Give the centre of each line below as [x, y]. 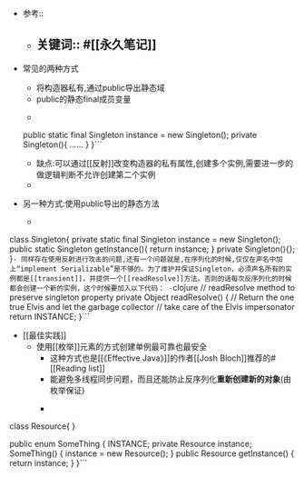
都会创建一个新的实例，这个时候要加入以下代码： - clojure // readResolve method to [152, 287]
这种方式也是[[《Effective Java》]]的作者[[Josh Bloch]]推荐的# [163, 358]
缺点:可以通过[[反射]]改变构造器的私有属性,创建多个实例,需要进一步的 [165, 163]
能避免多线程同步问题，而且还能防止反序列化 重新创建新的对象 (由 [171, 379]
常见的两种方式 [50, 68]
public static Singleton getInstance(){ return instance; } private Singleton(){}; [152, 249]
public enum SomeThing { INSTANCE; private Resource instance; [131, 443]
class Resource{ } [43, 426]
